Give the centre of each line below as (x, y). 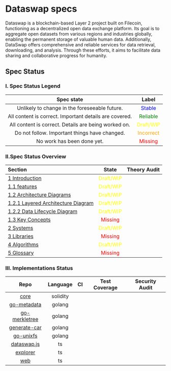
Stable (148, 108)
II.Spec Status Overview (36, 156)
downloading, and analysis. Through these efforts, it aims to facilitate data (83, 50)
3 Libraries (21, 236)
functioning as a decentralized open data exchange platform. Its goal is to (82, 28)
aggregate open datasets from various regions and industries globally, (79, 34)
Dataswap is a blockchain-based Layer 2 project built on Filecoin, (74, 23)
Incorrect (149, 133)
